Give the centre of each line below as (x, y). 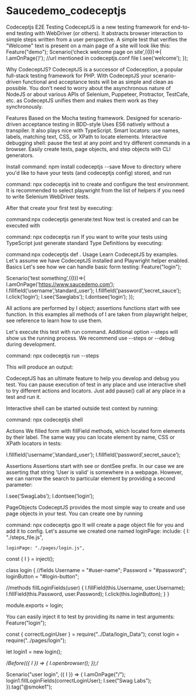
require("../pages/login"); (36, 640)
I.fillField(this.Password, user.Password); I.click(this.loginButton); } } (88, 594)
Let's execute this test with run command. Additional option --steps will (92, 332)
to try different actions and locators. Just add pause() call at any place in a (96, 391)
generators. (20, 155)
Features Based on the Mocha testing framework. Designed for (82, 118)
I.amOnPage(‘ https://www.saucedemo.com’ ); (61, 284)
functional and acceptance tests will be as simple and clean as (98, 82)
